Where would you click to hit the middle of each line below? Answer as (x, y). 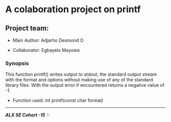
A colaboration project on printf (73, 9)
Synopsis (17, 63)
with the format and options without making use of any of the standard (79, 80)
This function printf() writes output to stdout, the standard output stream (81, 74)
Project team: (27, 28)
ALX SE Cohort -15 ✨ (28, 115)
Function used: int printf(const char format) (58, 101)
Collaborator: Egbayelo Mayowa (46, 50)
